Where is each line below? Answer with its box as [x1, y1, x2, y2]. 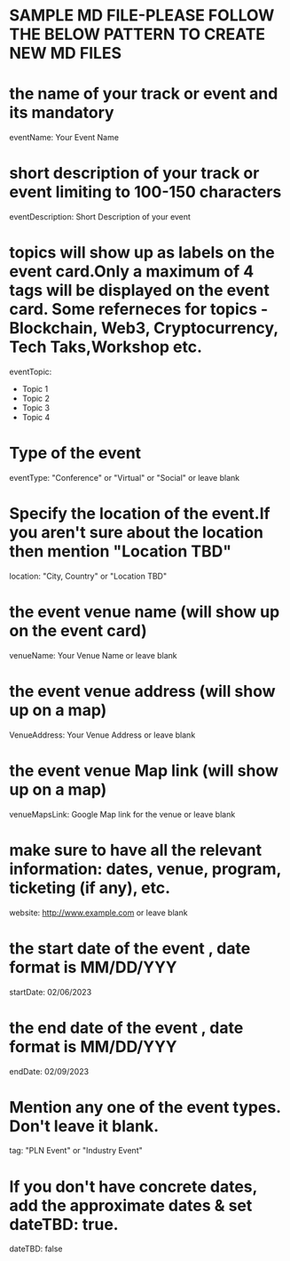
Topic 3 [21, 403, 51, 413]
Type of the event [9, 443, 142, 463]
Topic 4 [21, 412, 51, 422]
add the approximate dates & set [9, 1195, 253, 1216]
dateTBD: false [9, 1243, 63, 1254]
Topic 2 [21, 393, 51, 403]
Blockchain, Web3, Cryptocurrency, [9, 318, 279, 339]
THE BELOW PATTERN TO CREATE [9, 24, 266, 44]
